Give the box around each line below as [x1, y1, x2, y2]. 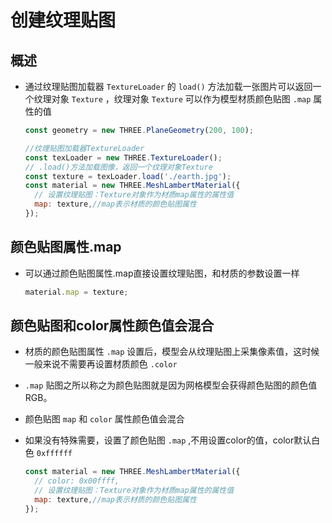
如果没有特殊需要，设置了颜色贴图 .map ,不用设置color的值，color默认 [24, 434, 312, 446]
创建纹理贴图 [10, 9, 117, 32]
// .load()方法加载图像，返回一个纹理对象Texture [24, 162, 213, 172]
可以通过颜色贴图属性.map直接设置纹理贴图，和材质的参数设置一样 [24, 267, 300, 279]
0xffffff [36, 449, 73, 459]
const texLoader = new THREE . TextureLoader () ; [24, 152, 223, 163]
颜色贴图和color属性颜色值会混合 [10, 317, 215, 334]
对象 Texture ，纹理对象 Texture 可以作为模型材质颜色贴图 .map [51, 93, 312, 105]
